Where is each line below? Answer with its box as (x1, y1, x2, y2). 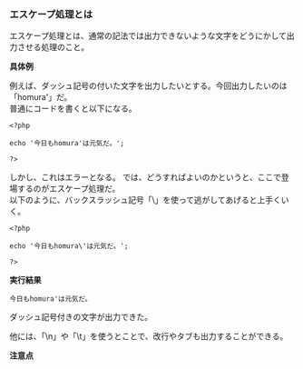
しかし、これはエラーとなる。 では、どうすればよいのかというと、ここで (9, 172, 281, 183)
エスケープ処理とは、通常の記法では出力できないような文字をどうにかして (9, 30, 288, 42)
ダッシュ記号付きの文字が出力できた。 (9, 312, 152, 323)
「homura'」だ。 (9, 92, 73, 103)
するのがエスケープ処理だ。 (16, 184, 121, 194)
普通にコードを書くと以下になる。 (9, 103, 137, 115)
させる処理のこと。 (16, 42, 89, 53)
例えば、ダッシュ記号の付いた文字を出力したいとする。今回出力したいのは (9, 80, 288, 92)
